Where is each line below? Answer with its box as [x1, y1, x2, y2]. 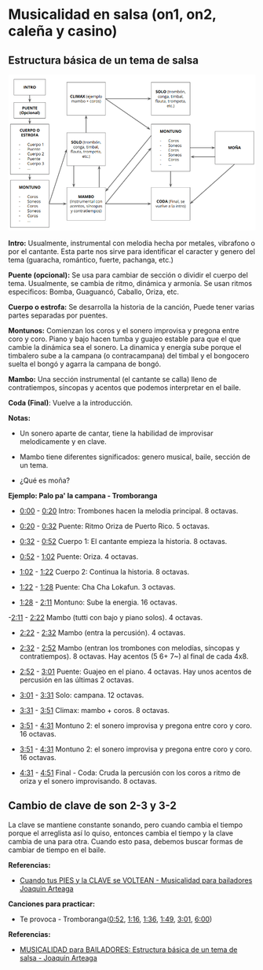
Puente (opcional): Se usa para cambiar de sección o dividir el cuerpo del [8, 270, 249, 280]
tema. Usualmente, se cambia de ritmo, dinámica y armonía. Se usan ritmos [8, 278, 253, 288]
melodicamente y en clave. [19, 436, 108, 446]
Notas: [8, 413, 31, 422]
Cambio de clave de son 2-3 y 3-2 [8, 799, 177, 813]
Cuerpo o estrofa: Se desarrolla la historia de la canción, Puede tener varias [8, 302, 255, 311]
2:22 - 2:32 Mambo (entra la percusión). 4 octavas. [19, 627, 186, 637]
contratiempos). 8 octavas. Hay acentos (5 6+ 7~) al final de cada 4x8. [19, 651, 249, 661]
